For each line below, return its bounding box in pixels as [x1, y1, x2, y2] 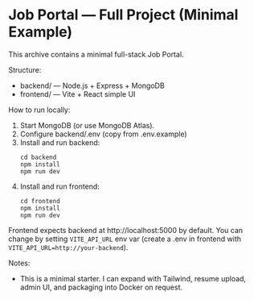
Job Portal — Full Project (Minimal [8, 6, 239, 24]
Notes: [8, 258, 31, 268]
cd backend [19, 153, 57, 161]
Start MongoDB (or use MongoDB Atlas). [19, 120, 155, 130]
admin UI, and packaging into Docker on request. [19, 282, 183, 292]
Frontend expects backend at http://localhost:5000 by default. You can [8, 225, 244, 235]
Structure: [8, 65, 42, 74]
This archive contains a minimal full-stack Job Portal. [8, 49, 184, 59]
